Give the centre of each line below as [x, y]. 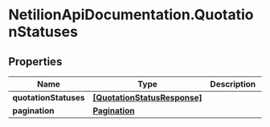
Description [233, 84]
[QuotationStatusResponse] [147, 98]
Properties [35, 61]
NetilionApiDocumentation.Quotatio [131, 15]
